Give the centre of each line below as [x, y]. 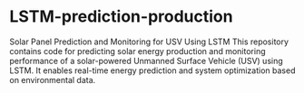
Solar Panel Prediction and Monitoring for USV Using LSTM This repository [149, 42]
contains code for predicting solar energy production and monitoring [137, 51]
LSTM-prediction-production [121, 17]
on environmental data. [53, 79]
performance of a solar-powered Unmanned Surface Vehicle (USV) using [146, 60]
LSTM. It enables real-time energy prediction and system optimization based [152, 70]
